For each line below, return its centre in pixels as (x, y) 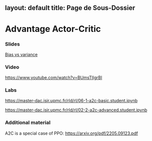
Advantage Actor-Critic (53, 29)
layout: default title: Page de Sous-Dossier (70, 8)
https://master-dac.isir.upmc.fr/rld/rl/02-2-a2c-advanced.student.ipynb (76, 110)
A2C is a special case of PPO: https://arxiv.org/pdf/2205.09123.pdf (72, 133)
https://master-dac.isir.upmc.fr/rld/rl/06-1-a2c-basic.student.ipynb (71, 101)
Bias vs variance (21, 54)
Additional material (28, 123)
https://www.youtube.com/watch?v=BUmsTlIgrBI (54, 78)
